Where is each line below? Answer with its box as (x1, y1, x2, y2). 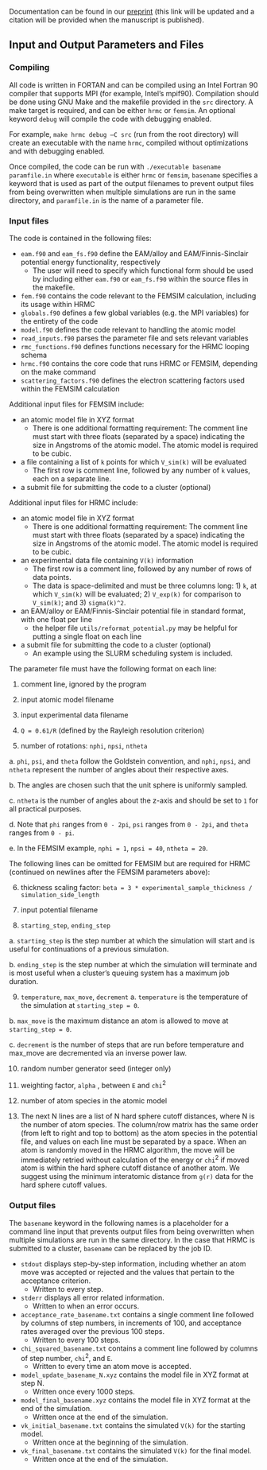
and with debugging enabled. (9, 146, 106, 156)
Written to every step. (32, 1284, 104, 1293)
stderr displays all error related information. (20, 1293, 165, 1302)
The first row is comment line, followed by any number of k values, (32, 465, 251, 475)
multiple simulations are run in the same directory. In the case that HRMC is (9, 1235, 256, 1244)
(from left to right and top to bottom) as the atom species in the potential (20, 1128, 257, 1137)
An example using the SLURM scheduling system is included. (32, 648, 233, 658)
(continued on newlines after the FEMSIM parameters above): (9, 867, 211, 877)
